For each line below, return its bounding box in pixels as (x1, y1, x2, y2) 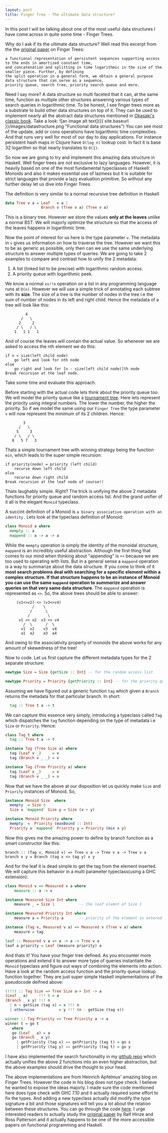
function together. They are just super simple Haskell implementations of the (5, 973, 162, 980)
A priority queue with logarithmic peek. (12, 271, 93, 277)
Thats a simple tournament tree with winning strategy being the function (5, 447, 154, 453)
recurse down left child (14, 466, 66, 471)
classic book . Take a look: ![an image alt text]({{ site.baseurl (5, 118, 129, 124)
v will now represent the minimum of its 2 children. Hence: (5, 410, 125, 417)
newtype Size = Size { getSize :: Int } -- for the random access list (5, 669, 153, 675)
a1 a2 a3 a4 (20, 631, 57, 636)
